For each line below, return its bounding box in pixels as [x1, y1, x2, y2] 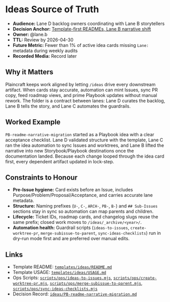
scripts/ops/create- [113, 275, 157, 281]
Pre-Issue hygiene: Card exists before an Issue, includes [12, 187, 133, 193]
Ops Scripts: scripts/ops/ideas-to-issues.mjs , [12, 274, 112, 281]
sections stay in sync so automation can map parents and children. [12, 208, 154, 215]
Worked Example [5, 118, 61, 127]
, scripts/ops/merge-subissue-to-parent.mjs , [47, 280, 143, 286]
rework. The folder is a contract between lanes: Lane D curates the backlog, [5, 97, 165, 104]
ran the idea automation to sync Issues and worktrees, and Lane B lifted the [5, 142, 164, 148]
